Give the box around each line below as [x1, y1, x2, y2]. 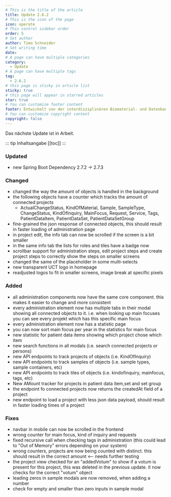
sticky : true [5, 87, 33, 93]
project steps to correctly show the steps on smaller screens [12, 253, 140, 259]
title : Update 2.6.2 [5, 12, 49, 17]
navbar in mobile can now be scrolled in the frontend [12, 426, 124, 432]
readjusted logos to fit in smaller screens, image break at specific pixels [12, 270, 163, 276]
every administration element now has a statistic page [12, 321, 126, 327]
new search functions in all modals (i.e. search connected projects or [12, 342, 158, 348]
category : [5, 60, 26, 65]
